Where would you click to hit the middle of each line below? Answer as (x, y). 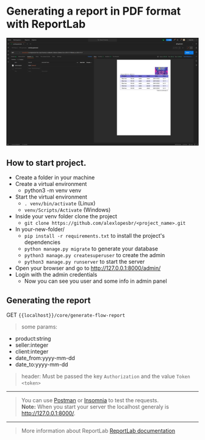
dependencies (42, 243)
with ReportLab (46, 24)
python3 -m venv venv (53, 191)
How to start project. (46, 163)
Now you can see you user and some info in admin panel (95, 281)
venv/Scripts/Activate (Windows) (67, 210)
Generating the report (49, 300)
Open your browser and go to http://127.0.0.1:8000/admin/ (88, 268)
